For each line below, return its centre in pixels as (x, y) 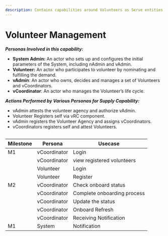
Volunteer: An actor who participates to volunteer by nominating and (84, 69)
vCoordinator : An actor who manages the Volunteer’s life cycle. (78, 91)
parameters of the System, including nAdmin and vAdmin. (72, 64)
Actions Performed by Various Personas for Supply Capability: (72, 101)
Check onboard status (99, 185)
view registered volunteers (104, 160)
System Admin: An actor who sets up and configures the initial (78, 59)
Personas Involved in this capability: (44, 49)
